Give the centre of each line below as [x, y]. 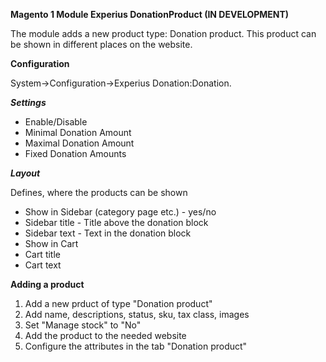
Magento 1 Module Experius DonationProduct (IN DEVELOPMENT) [150, 14]
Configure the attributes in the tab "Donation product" [136, 346]
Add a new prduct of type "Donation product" [118, 303]
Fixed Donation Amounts [75, 153]
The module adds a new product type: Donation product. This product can [163, 33]
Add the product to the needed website [105, 335]
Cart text [43, 265]
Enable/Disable [56, 122]
